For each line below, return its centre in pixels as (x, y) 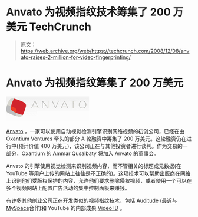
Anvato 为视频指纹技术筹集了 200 (88, 12)
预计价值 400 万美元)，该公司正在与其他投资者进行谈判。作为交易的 (100, 146)
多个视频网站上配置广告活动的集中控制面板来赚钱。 (68, 188)
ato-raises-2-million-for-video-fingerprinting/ (76, 57)
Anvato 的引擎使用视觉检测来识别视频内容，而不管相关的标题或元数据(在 (94, 166)
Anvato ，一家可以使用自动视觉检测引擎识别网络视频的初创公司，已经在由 (95, 131)
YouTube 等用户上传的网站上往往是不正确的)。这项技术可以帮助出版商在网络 (98, 173)
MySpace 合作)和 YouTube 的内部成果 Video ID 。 (66, 208)
